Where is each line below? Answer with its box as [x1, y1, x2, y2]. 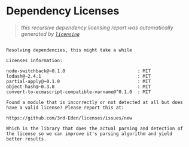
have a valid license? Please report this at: [6, 105, 124, 111]
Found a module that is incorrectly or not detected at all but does [6, 99, 184, 105]
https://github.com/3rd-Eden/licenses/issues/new [6, 115, 133, 121]
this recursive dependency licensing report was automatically [20, 24, 173, 31]
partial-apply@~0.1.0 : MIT [6, 78, 151, 84]
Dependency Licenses [6, 4, 120, 18]
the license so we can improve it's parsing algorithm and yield [6, 130, 172, 137]
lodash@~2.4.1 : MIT [6, 73, 151, 79]
